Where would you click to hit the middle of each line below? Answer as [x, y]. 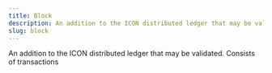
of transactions [34, 62]
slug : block [28, 30]
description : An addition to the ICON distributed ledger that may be [130, 23]
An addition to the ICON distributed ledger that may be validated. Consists [132, 54]
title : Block [30, 16]
